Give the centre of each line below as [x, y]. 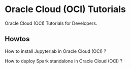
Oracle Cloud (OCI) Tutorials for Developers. [51, 23]
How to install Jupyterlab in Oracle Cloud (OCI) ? [56, 51]
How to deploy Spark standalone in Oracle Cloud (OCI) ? [64, 61]
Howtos [17, 39]
